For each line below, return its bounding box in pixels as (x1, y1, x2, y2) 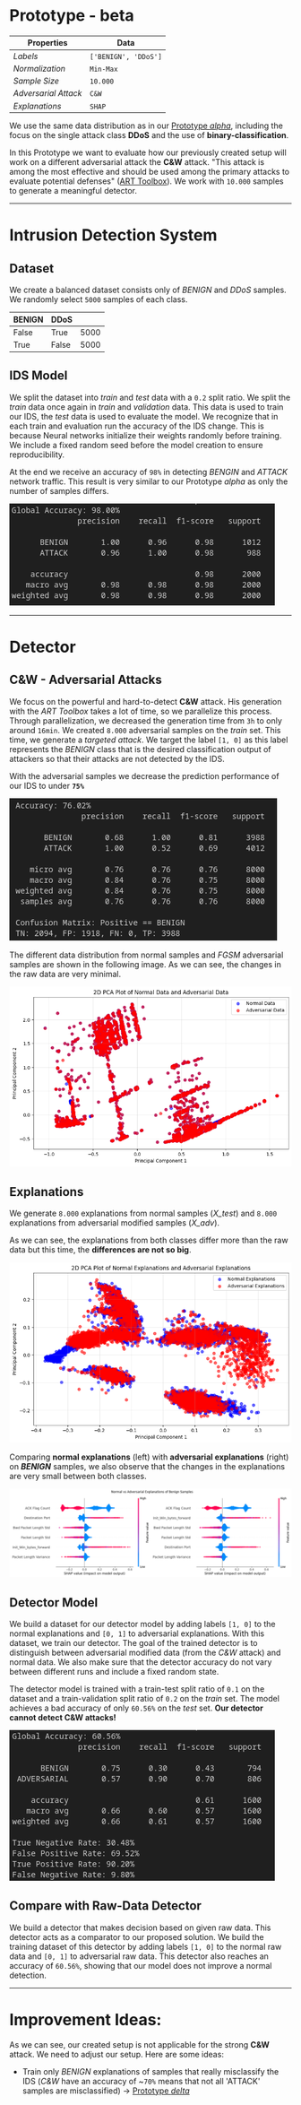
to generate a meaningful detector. (9, 186, 137, 196)
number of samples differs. (9, 485, 109, 496)
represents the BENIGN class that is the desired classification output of (9, 743, 271, 754)
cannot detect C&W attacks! (9, 1711, 116, 1722)
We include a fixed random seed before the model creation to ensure (9, 439, 263, 450)
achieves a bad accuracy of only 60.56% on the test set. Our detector (9, 1702, 264, 1713)
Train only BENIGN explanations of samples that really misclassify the (21, 2066, 279, 2076)
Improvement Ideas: (9, 2009, 162, 2030)
